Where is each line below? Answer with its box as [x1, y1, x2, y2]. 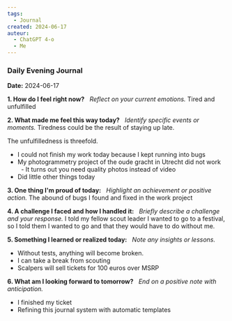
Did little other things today [17, 172, 95, 181]
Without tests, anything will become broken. [17, 249, 144, 257]
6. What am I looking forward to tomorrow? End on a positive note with [7, 277, 217, 286]
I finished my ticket [17, 298, 72, 307]
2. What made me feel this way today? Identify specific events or [7, 116, 200, 124]
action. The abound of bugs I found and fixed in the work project [7, 193, 193, 202]
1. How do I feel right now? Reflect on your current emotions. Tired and [7, 95, 215, 103]
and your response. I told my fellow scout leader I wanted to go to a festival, [7, 214, 225, 223]
